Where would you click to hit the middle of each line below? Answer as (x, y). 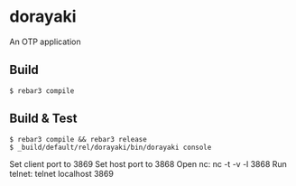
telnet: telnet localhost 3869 (62, 173)
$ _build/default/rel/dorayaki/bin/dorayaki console (111, 147)
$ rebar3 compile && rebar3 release (78, 139)
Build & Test (43, 119)
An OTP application (45, 42)
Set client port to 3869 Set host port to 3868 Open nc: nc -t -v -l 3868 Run (148, 163)
